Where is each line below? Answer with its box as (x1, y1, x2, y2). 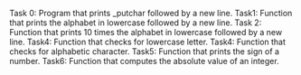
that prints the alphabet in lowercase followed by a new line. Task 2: (9, 17, 262, 28)
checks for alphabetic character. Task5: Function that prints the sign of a (9, 46, 280, 57)
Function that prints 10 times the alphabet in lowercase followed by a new (9, 27, 283, 37)
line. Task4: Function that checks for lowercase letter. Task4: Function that (9, 36, 287, 47)
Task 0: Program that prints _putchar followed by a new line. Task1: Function (9, 8, 293, 18)
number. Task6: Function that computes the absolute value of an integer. (9, 56, 279, 66)
